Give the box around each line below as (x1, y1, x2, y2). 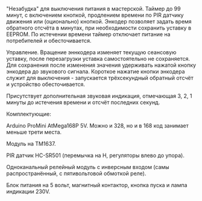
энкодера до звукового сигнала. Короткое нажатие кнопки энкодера (6, 68, 185, 75)
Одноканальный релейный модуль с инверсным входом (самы (6, 164, 170, 170)
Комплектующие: (6, 111, 51, 117)
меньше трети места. (6, 129, 62, 135)
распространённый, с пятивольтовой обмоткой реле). (6, 170, 147, 177)
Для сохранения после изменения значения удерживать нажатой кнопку (6, 61, 197, 69)
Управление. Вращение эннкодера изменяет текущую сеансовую (6, 49, 177, 56)
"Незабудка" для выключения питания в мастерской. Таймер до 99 (6, 5, 181, 12)
